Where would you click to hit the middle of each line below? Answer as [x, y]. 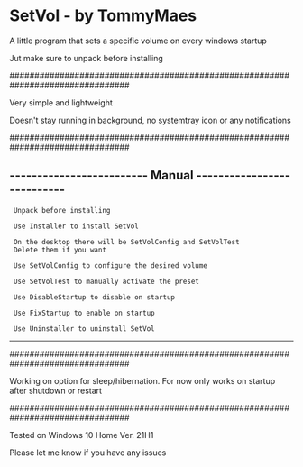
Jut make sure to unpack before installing [87, 58]
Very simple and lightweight [61, 102]
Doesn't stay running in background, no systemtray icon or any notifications [150, 120]
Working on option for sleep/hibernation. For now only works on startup [142, 380]
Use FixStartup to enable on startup [84, 313]
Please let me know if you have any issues [88, 453]
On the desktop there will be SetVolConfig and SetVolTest [127, 242]
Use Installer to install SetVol [76, 226]
